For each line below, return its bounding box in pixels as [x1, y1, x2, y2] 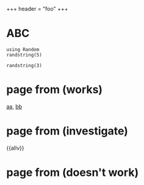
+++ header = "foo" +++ [6, 5, 68, 12]
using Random [6, 46, 40, 52]
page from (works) [6, 83, 103, 97]
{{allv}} [6, 144, 24, 152]
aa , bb [6, 103, 23, 110]
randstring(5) [6, 52, 43, 58]
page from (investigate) [6, 124, 128, 138]
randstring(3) [6, 62, 43, 69]
